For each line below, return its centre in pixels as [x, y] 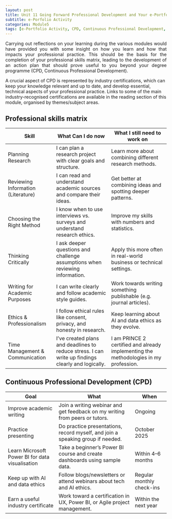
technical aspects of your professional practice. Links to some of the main [83, 92]
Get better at [126, 178]
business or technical [137, 262]
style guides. [71, 299]
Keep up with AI [27, 478]
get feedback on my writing [92, 411]
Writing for [21, 286]
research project [76, 154]
